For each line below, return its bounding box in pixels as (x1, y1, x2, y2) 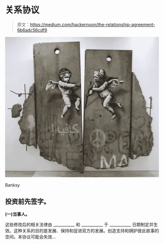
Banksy (5, 182, 20, 188)
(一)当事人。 (5, 211, 30, 217)
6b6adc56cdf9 (17, 27, 47, 33)
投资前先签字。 (5, 197, 50, 206)
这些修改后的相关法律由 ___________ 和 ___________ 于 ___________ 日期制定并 (5, 221, 154, 228)
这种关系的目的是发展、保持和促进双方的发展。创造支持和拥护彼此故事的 (13, 228, 159, 234)
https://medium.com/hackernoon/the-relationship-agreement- (30, 22, 155, 27)
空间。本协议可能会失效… (5, 234, 56, 240)
